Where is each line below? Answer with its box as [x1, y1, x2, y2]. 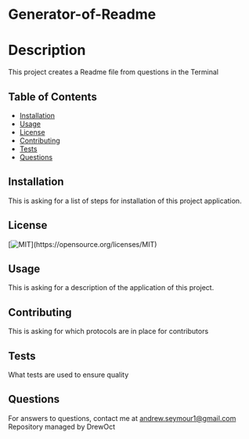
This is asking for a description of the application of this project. [8, 283, 215, 292]
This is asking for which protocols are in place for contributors [8, 327, 209, 336]
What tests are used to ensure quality [8, 370, 129, 379]
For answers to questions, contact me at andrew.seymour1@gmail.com [8, 413, 236, 423]
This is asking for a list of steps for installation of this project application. [8, 196, 242, 205]
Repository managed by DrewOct [8, 422, 116, 431]
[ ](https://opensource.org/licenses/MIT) [8, 239, 157, 249]
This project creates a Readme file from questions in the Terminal [8, 67, 219, 77]
